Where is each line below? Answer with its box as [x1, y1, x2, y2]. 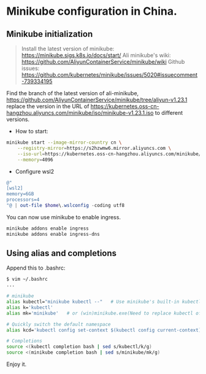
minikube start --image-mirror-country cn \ [6, 139, 122, 146]
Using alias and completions [6, 248, 117, 259]
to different [154, 109, 183, 116]
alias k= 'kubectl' [6, 304, 53, 311]
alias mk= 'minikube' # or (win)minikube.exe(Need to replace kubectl [6, 310, 193, 316]
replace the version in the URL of [6, 103, 90, 110]
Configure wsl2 [15, 168, 55, 175]
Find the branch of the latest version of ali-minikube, [6, 90, 139, 96]
